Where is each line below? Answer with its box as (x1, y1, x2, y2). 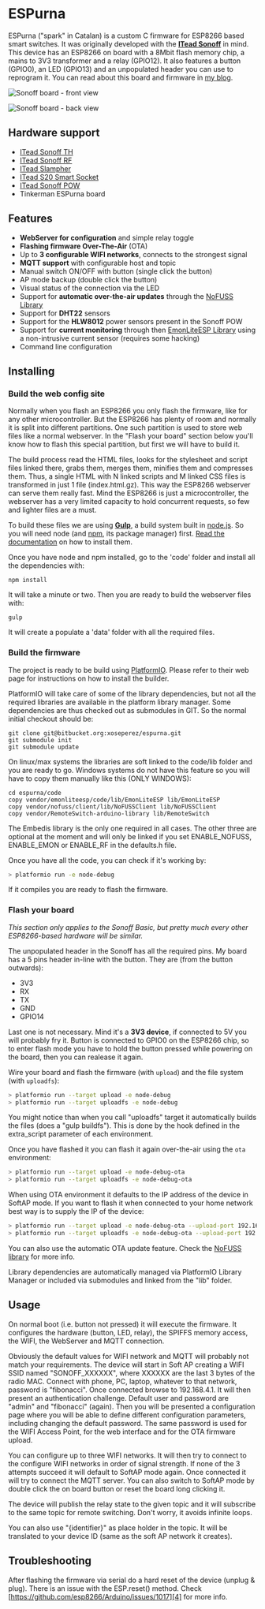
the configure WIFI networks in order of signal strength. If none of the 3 (8, 1458, 241, 1468)
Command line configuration (19, 342, 113, 351)
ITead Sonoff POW (19, 181, 80, 190)
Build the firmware (8, 648, 81, 659)
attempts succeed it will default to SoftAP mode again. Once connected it (8, 1467, 247, 1476)
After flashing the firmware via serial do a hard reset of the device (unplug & (8, 1575, 256, 1585)
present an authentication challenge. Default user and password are (8, 1393, 229, 1402)
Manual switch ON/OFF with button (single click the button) (19, 266, 213, 276)
